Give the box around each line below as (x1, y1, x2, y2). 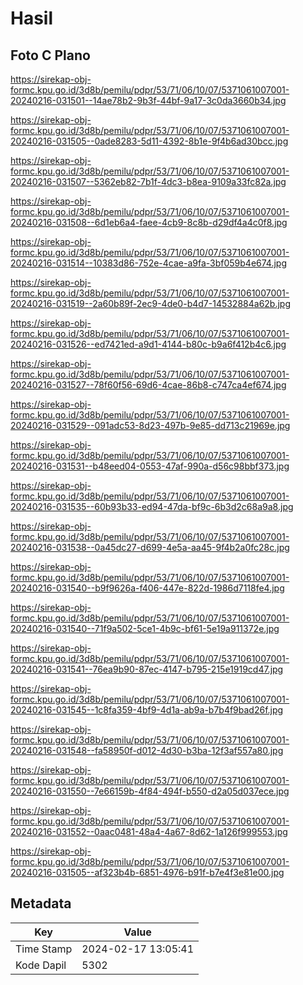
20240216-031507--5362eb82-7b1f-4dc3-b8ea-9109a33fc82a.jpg (10, 176, 287, 187)
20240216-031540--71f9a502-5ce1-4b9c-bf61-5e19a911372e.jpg (10, 623, 280, 634)
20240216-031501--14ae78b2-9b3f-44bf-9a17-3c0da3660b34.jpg (10, 95, 287, 106)
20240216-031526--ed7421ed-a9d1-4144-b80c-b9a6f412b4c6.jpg (10, 338, 287, 350)
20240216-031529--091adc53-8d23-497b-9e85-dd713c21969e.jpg (10, 420, 291, 431)
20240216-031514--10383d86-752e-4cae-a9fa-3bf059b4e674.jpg (10, 257, 288, 269)
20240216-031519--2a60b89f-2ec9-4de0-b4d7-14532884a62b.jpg (10, 298, 292, 309)
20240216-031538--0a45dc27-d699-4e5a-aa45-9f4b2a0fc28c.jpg (10, 542, 290, 553)
